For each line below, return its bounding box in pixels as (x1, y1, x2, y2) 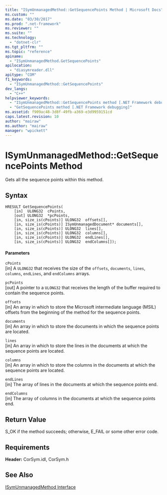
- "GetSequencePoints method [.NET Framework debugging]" (9, 105, 133, 110)
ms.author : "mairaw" (5, 123, 48, 128)
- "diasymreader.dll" (9, 68, 55, 73)
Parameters (5, 250, 30, 256)
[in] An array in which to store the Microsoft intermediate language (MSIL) (5, 304, 157, 310)
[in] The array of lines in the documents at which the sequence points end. (5, 382, 158, 388)
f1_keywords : (5, 77, 32, 82)
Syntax (5, 191, 28, 200)
